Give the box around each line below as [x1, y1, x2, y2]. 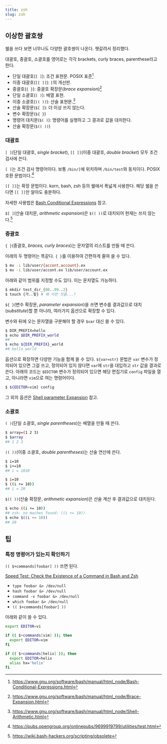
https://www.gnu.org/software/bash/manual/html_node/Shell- [12, 709, 139, 715]
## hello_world [5, 346, 37, 352]
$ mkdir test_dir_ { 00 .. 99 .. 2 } [5, 287, 68, 292]
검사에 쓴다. [5, 155, 28, 162]
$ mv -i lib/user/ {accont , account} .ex [5, 263, 85, 268]
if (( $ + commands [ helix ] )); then [5, 651, 77, 656]
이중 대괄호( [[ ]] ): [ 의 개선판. [12, 79, 72, 85]
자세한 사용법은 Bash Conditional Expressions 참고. [5, 200, 107, 206]
